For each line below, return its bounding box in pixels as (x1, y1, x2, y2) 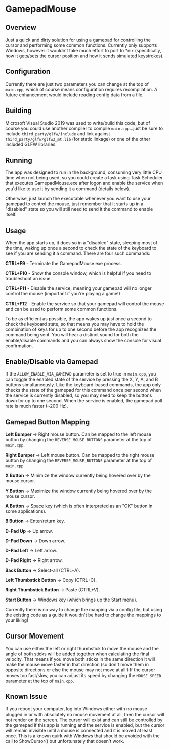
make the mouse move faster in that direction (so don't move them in (5, 661, 149, 667)
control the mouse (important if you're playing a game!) (5, 291, 120, 297)
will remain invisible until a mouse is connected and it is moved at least (5, 727, 153, 733)
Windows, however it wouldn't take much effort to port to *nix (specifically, (5, 48, 162, 53)
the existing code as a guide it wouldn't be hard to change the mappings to (5, 612, 161, 618)
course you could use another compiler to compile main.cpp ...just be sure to (5, 125, 163, 131)
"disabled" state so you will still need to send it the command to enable (5, 206, 153, 212)
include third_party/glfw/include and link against (5, 130, 110, 137)
